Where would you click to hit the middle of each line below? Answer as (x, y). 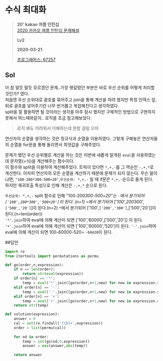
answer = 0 (25, 319)
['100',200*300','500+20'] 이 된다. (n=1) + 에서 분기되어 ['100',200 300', (75, 202)
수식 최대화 (26, 10)
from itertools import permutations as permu (52, 256)
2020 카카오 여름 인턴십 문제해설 (48, 30)
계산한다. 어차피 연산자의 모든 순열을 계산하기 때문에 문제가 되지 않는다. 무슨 (77, 173)
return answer (28, 355)
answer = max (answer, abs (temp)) (55, 346)
